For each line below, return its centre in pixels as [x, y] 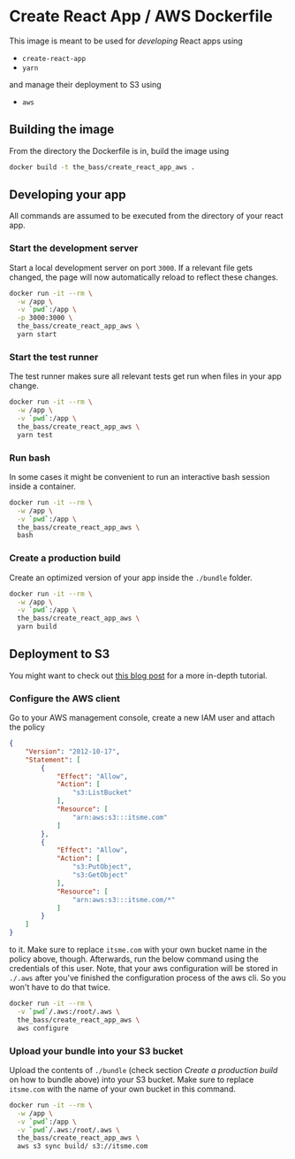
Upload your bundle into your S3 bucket [96, 1051]
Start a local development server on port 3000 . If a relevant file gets [131, 267]
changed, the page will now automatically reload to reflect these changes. [144, 277]
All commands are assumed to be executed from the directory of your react [147, 216]
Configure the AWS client [65, 699]
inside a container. [43, 486]
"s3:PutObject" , [102, 867]
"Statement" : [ [53, 760]
